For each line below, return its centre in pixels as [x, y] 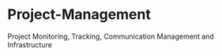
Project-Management [79, 15]
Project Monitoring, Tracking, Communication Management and [111, 36]
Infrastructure [30, 44]
